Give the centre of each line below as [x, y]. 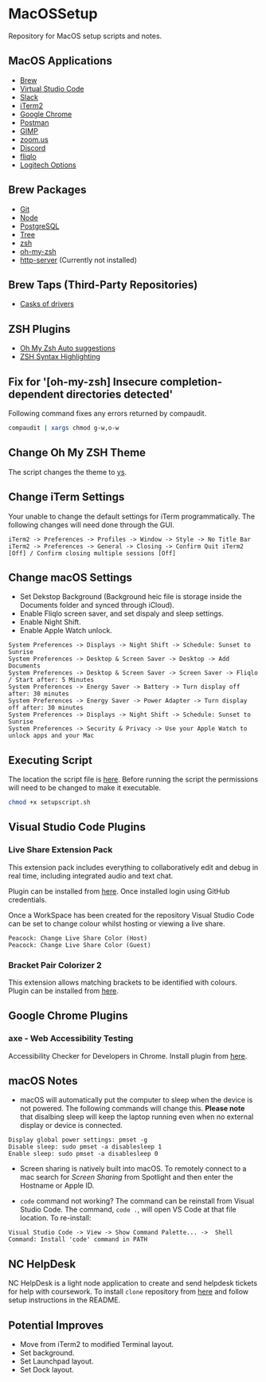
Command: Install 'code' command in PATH [78, 1239]
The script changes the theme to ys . [68, 472]
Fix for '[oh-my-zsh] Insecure [83, 382]
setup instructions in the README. [65, 1300]
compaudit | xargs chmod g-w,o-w [64, 428]
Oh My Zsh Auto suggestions [67, 348]
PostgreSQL [39, 226]
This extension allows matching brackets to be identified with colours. [123, 982]
